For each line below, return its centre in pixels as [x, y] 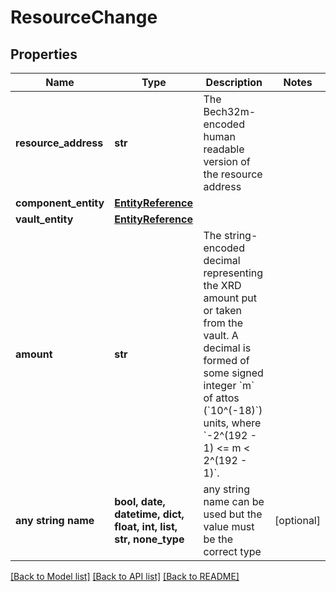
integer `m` [229, 385]
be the [218, 539]
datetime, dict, [149, 514]
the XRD [222, 285]
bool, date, [140, 501]
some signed [233, 373]
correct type [232, 551]
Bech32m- [230, 111]
